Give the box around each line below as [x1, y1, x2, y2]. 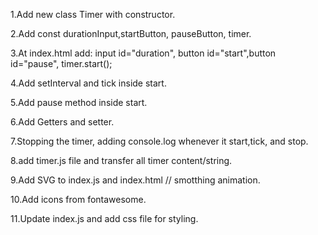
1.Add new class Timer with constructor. [10, 9, 176, 20]
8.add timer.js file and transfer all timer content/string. [10, 155, 233, 166]
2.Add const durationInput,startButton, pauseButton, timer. [10, 28, 252, 39]
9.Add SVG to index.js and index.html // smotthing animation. [10, 174, 261, 186]
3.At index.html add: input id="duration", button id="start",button [10, 47, 277, 59]
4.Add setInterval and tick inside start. [10, 77, 167, 89]
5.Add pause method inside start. [10, 97, 148, 108]
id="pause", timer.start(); [10, 58, 113, 69]
